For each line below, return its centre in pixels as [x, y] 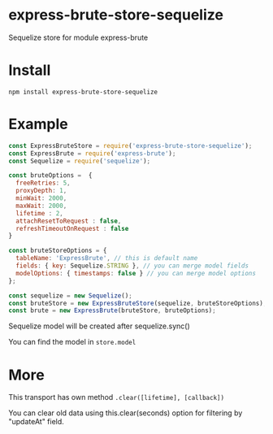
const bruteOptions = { [50, 176]
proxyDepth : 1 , [41, 191]
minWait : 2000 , [41, 198]
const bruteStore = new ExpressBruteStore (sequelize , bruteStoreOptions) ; [138, 303]
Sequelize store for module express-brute [78, 37]
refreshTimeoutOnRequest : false [72, 228]
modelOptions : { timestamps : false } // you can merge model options [136, 273]
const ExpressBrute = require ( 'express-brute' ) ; [92, 153]
